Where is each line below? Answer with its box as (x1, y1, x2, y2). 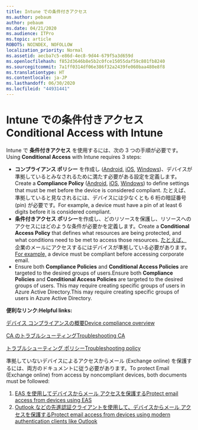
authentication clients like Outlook (14, 418, 98, 425)
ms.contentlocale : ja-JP (6, 75, 67, 81)
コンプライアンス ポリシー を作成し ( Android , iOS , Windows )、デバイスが (14, 165, 193, 173)
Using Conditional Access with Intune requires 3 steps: (6, 153, 142, 160)
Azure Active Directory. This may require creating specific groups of (14, 288, 179, 295)
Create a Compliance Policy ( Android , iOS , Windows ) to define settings (14, 179, 189, 187)
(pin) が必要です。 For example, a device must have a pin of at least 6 (14, 201, 182, 208)
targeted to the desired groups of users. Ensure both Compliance (14, 269, 173, 276)
